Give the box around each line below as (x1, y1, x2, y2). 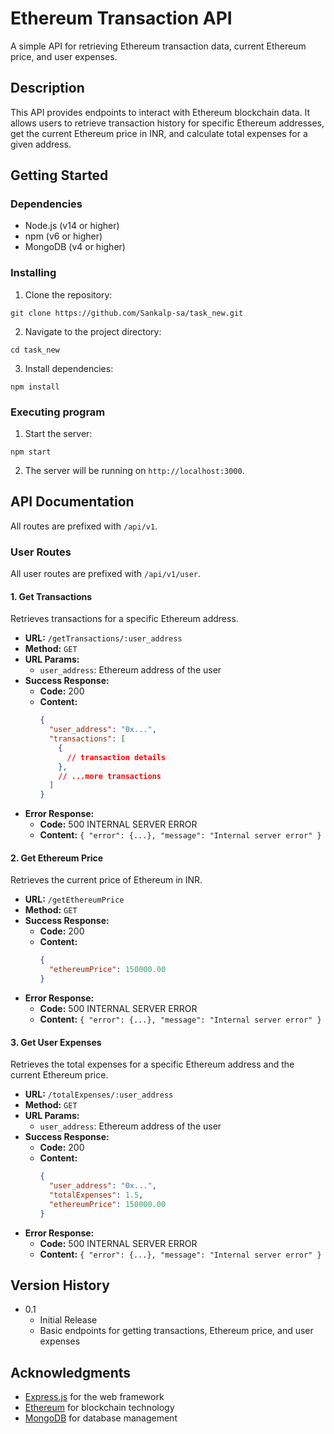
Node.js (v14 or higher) (24, 220, 120, 232)
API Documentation (10, 493, 135, 511)
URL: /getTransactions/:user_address (24, 632, 183, 644)
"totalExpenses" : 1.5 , (48, 1190, 144, 1200)
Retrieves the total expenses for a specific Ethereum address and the (10, 1058, 295, 1071)
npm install (10, 382, 60, 392)
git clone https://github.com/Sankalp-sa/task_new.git (10, 308, 244, 318)
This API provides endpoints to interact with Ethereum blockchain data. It (10, 106, 311, 118)
